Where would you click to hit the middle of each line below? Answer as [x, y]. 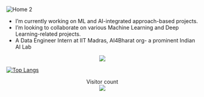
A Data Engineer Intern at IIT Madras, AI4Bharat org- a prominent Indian [105, 40]
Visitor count [102, 82]
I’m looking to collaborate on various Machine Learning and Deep [97, 28]
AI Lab [23, 47]
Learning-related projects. [48, 34]
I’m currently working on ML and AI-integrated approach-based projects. [107, 21]
